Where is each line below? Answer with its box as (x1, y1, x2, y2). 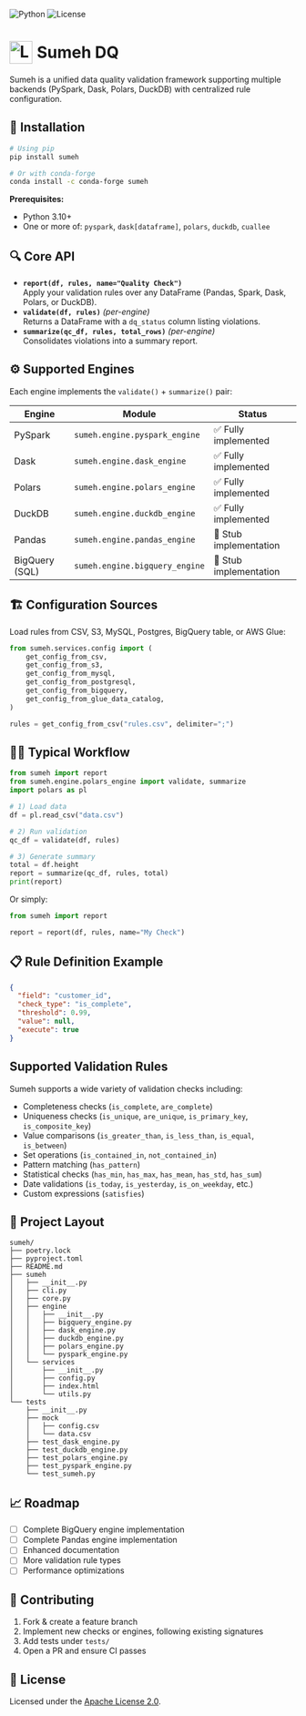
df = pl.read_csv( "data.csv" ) (9, 811, 125, 820)
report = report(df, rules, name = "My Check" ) (9, 927, 185, 937)
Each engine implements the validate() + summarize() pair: (9, 385, 233, 396)
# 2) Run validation (9, 827, 88, 836)
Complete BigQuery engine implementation (22, 1524, 185, 1535)
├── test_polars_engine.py (25, 1454, 128, 1463)
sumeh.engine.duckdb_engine (74, 508, 196, 518)
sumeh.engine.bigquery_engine (74, 560, 205, 571)
